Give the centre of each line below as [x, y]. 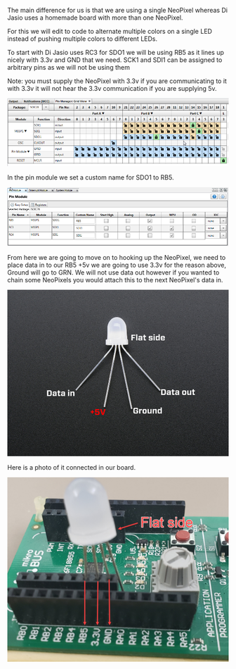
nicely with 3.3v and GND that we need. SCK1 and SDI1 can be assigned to [115, 60]
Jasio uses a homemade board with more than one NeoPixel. [95, 18]
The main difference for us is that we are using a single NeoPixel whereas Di [118, 10]
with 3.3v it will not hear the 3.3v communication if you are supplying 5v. [112, 88]
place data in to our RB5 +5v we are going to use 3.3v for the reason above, [117, 265]
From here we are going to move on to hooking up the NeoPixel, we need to [117, 257]
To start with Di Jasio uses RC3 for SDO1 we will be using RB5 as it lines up [116, 52]
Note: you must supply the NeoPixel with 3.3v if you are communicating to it [117, 81]
